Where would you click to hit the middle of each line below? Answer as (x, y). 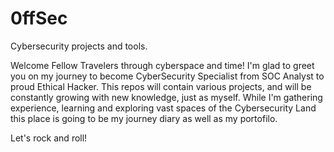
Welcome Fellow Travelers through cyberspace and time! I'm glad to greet (162, 65)
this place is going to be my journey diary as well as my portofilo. (144, 118)
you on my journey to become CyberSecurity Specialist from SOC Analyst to (167, 76)
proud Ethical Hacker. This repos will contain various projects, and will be (161, 86)
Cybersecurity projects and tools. (79, 46)
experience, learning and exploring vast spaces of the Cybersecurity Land (163, 108)
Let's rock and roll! (49, 138)
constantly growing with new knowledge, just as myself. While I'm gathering (166, 97)
